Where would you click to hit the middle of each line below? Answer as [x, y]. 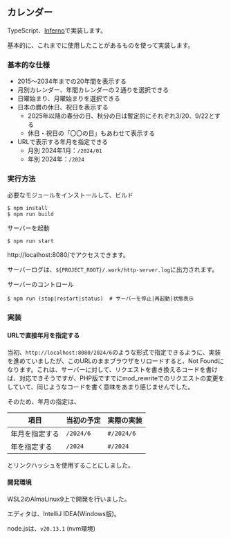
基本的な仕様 [29, 64]
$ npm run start [30, 241]
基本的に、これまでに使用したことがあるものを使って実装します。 [101, 45]
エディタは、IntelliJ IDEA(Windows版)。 [64, 513]
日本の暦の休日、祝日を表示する [63, 107]
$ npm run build [30, 214]
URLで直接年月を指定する [44, 335]
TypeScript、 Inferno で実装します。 [57, 30]
